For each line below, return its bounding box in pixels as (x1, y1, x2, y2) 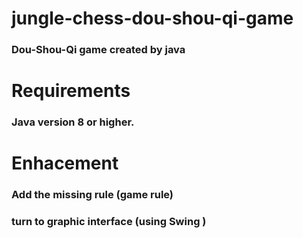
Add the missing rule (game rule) (11, 188, 174, 202)
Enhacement (11, 152, 119, 175)
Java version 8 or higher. (11, 115, 135, 129)
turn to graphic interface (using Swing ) (11, 215, 207, 229)
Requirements (11, 80, 131, 102)
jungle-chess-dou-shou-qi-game (11, 7, 294, 30)
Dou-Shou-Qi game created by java (11, 43, 186, 57)
